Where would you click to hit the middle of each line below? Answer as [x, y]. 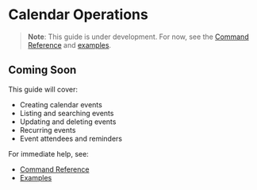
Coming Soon [42, 70]
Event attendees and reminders [71, 138]
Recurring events [48, 130]
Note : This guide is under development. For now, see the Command [138, 37]
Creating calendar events [61, 104]
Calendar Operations [78, 15]
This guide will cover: [43, 89]
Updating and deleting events [68, 122]
